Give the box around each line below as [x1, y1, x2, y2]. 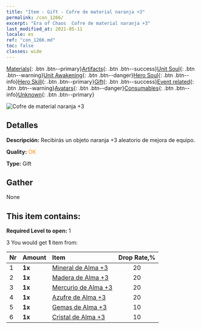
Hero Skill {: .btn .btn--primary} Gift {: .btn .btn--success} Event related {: [18, 78, 194, 85]
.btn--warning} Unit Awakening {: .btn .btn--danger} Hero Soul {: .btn [6, 71, 174, 79]
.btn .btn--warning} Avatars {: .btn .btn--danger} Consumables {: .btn [6, 84, 174, 92]
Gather [6, 177, 33, 188]
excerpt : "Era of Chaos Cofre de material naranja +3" [6, 20, 151, 26]
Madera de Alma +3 [52, 274, 109, 282]
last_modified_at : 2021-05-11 [6, 25, 83, 32]
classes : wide [6, 49, 43, 55]
